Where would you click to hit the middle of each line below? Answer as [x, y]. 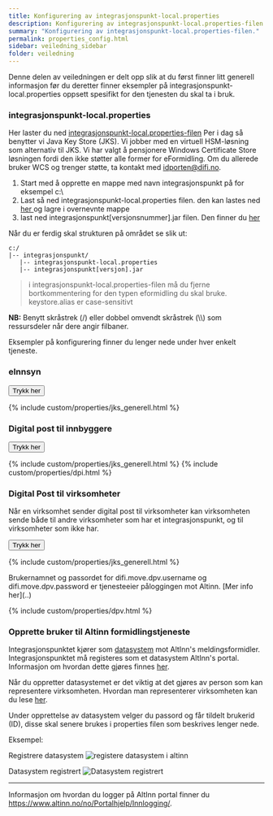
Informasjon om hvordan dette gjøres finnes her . [89, 666]
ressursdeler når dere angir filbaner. [69, 327]
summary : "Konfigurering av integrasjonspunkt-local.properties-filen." [134, 31]
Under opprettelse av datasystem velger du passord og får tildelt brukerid [132, 715]
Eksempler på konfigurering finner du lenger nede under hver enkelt [122, 342]
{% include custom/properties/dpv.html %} [80, 611]
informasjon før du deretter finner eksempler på [88, 85]
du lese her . [28, 700]
